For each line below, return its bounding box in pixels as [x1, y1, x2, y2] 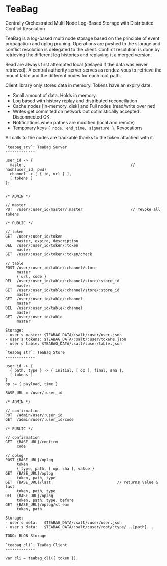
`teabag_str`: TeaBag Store [5, 350, 65, 355]
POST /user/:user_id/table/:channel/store [5, 265, 97, 270]
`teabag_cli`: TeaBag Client [5, 542, 67, 547]
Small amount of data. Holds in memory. [12, 92, 97, 98]
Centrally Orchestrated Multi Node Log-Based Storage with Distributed [5, 20, 154, 26]
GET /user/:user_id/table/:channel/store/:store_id [5, 287, 120, 293]
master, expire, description [16, 238, 79, 243]
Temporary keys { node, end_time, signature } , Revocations [12, 125, 143, 131]
